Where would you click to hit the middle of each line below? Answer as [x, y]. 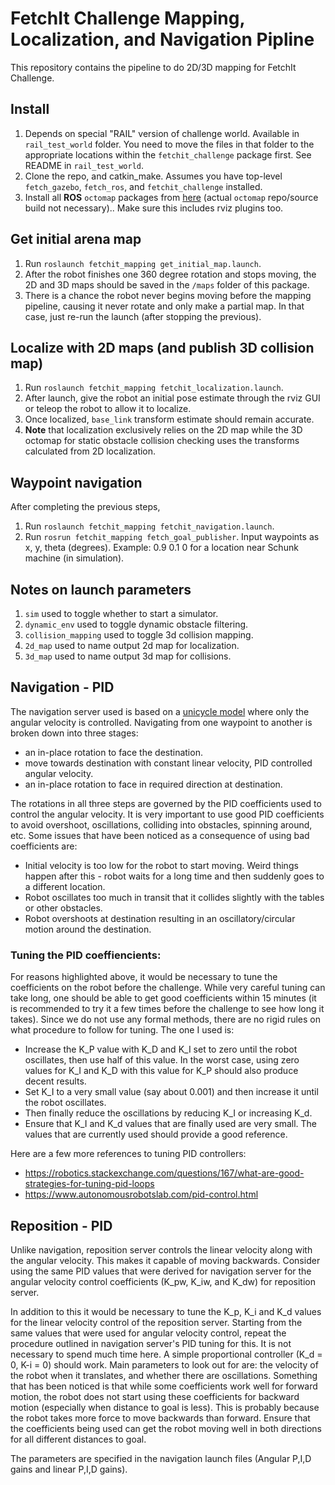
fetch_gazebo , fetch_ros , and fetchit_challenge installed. [143, 186]
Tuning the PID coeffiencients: [86, 955]
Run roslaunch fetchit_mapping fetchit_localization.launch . [154, 388]
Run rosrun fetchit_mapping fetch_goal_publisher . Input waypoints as [172, 537]
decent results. [55, 1081]
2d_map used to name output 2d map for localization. [132, 645]
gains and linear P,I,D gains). [69, 1469]
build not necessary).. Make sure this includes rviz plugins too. [154, 208]
